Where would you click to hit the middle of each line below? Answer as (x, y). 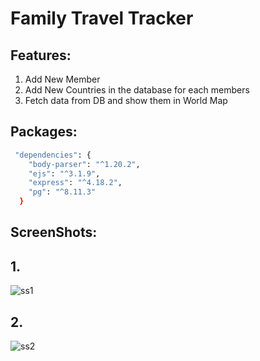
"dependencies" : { (53, 155)
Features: (41, 55)
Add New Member (62, 79)
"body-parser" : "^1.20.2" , (84, 164)
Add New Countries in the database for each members (137, 90)
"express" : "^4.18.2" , (75, 183)
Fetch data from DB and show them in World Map (126, 100)
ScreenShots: (54, 232)
